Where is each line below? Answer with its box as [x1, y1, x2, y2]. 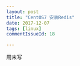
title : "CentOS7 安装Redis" [6, 14, 75, 20]
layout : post [6, 8, 39, 15]
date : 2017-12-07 [6, 20, 50, 26]
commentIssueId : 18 [6, 31, 55, 37]
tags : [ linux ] [6, 25, 42, 32]
